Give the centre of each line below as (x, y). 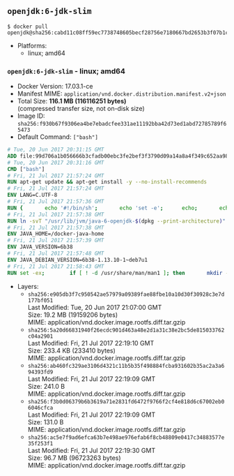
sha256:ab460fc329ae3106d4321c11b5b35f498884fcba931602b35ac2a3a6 (126, 366)
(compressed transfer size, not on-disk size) (81, 109)
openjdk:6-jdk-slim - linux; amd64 (66, 71)
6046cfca (40, 408)
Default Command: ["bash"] (58, 137)
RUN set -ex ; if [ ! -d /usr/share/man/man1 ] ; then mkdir (115, 273)
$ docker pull (28, 27)
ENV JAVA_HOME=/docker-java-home (56, 234)
